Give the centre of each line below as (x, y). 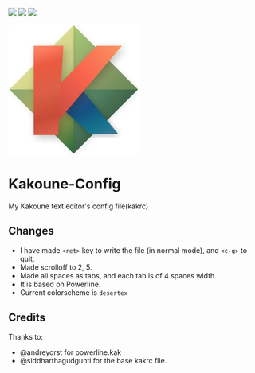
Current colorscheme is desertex (74, 292)
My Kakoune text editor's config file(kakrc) (78, 206)
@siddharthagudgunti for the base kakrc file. (93, 360)
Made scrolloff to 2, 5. (56, 267)
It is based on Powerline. (60, 284)
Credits (27, 318)
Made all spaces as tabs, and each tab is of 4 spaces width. (118, 275)
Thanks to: (26, 336)
